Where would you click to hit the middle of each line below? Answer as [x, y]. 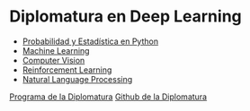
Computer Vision [54, 60]
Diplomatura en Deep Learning [126, 17]
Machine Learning [56, 50]
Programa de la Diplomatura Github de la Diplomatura [108, 97]
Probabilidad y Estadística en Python [90, 41]
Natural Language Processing [77, 79]
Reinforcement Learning [67, 70]
